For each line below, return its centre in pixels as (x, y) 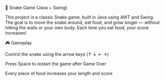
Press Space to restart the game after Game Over (56, 64)
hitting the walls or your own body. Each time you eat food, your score (77, 28)
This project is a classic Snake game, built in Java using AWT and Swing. (80, 17)
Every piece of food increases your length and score (59, 73)
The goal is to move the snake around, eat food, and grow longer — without (82, 22)
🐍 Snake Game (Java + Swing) (36, 8)
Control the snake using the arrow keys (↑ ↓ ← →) (57, 54)
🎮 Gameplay (19, 43)
